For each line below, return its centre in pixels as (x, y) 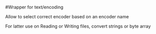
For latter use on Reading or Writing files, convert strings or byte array (78, 26)
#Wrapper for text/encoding (34, 7)
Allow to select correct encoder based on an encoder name (67, 17)
